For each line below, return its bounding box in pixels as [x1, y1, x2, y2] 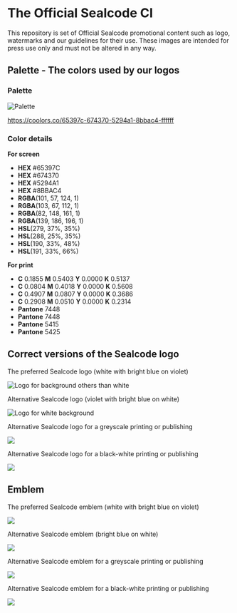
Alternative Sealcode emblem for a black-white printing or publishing [7, 584, 209, 592]
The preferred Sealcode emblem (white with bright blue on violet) [7, 503, 199, 511]
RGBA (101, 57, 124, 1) [17, 194, 80, 202]
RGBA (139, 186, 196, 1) [17, 216, 84, 225]
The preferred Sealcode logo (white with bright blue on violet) [7, 367, 189, 376]
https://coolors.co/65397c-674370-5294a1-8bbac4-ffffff [7, 115, 174, 124]
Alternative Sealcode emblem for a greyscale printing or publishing [7, 557, 204, 565]
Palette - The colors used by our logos [7, 64, 180, 76]
